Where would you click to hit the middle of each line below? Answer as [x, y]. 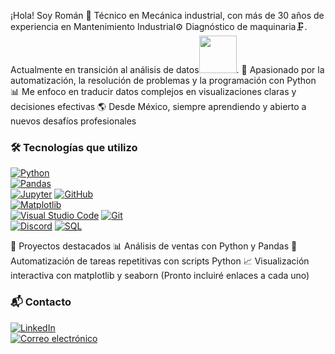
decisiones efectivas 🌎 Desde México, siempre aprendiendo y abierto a [158, 106]
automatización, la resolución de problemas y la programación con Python [163, 80]
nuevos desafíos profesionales [73, 121]
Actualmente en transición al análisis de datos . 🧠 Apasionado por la [167, 69]
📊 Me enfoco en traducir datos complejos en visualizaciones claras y [153, 91]
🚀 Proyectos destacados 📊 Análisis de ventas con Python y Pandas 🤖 [154, 246]
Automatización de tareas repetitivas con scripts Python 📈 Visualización [160, 261]
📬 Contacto [41, 302]
